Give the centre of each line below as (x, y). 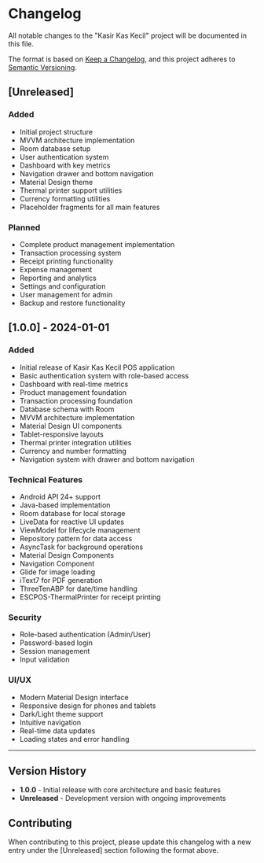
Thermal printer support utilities (71, 190)
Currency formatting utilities (65, 198)
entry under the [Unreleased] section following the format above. (113, 850)
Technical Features (46, 479)
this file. (21, 43)
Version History (47, 771)
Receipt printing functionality (66, 261)
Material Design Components (67, 555)
